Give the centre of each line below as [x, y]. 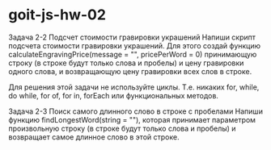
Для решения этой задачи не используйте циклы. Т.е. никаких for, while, [134, 87]
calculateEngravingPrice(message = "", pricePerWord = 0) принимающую [133, 54]
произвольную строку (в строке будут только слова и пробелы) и [122, 128]
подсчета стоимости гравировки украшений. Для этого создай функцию [135, 45]
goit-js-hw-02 [57, 15]
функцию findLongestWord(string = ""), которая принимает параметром [132, 119]
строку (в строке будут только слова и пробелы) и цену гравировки [126, 63]
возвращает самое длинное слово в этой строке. [94, 137]
